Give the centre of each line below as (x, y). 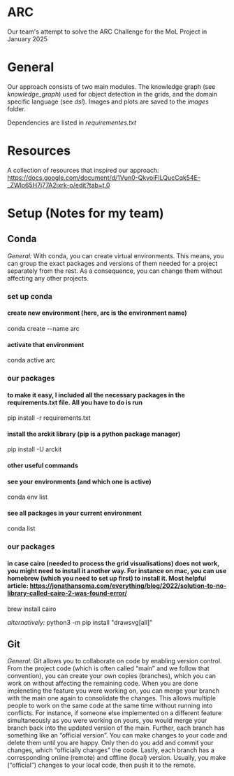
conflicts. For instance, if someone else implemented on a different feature (115, 713)
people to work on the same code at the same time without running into (110, 706)
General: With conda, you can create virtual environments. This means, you (116, 255)
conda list (21, 528)
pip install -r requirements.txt (49, 418)
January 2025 (27, 38)
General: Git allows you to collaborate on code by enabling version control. (115, 661)
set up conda (30, 296)
